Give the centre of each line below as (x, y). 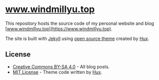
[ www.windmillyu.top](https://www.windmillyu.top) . (59, 28)
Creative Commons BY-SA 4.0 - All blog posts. (61, 66)
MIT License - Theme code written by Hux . (57, 72)
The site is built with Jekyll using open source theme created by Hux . (77, 38)
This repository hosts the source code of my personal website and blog (80, 23)
